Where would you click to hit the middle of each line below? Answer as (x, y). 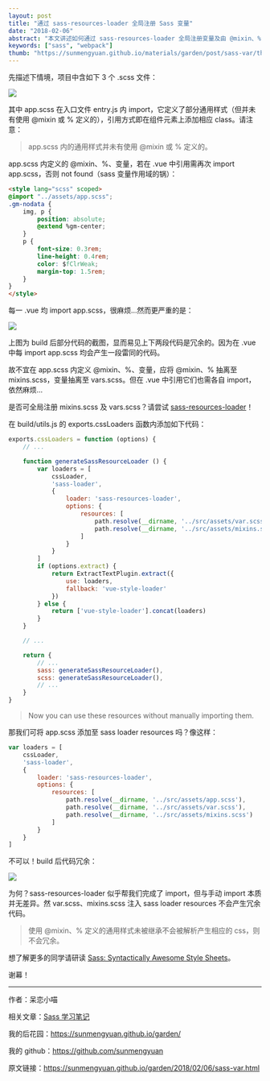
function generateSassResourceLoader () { (95, 461)
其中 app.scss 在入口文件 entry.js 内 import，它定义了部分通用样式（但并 (129, 109)
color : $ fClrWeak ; (68, 264)
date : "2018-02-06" (41, 31)
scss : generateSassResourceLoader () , (100, 677)
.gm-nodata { (30, 204)
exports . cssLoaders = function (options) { (82, 440)
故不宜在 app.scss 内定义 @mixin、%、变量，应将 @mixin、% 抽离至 (123, 370)
